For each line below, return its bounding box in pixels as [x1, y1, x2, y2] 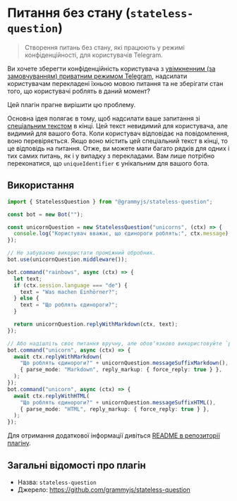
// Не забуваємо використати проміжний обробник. [7, 249, 157, 256]
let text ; [13, 275, 42, 283]
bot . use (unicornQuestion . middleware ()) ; [7, 256, 128, 263]
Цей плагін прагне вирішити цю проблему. [7, 100, 136, 109]
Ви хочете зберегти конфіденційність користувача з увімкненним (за [7, 64, 216, 73]
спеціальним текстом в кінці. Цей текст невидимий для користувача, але [7, 121, 228, 130]
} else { [13, 295, 39, 302]
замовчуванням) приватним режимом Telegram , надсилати [7, 72, 188, 80]
